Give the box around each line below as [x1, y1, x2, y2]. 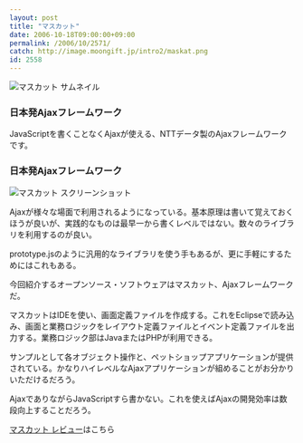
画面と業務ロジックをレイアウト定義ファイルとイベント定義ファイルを [24, 321, 287, 332]
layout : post [9, 13, 59, 23]
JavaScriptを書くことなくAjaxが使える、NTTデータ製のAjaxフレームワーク [9, 129, 288, 140]
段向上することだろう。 [9, 404, 97, 415]
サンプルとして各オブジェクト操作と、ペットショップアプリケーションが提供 [9, 351, 294, 362]
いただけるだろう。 [9, 373, 80, 385]
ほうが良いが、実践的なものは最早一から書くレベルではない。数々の [9, 217, 263, 228]
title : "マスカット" [9, 22, 80, 31]
